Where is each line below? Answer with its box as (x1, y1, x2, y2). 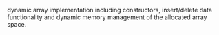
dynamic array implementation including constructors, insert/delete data (7, 6, 212, 14)
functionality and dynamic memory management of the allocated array (7, 13, 207, 21)
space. (7, 21, 27, 28)
